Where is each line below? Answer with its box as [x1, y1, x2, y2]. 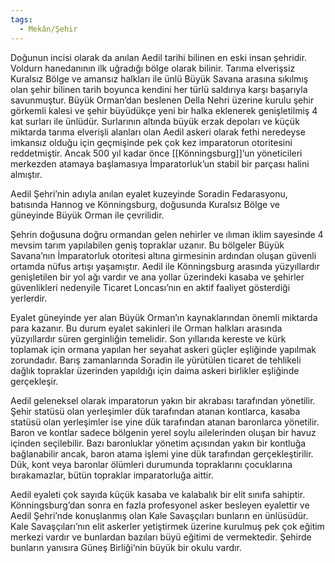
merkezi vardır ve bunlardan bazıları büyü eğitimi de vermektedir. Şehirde [10, 531, 312, 543]
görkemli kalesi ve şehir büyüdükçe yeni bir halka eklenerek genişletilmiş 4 [10, 104, 318, 116]
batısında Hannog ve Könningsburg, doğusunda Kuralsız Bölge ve [10, 198, 280, 210]
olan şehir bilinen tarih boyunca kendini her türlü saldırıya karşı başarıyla [10, 83, 308, 95]
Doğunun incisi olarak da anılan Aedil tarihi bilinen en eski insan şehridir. [10, 51, 308, 63]
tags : [10, 14, 33, 25]
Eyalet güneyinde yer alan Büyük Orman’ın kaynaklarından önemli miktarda [10, 311, 318, 323]
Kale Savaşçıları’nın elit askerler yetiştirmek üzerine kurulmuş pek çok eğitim [10, 520, 325, 532]
